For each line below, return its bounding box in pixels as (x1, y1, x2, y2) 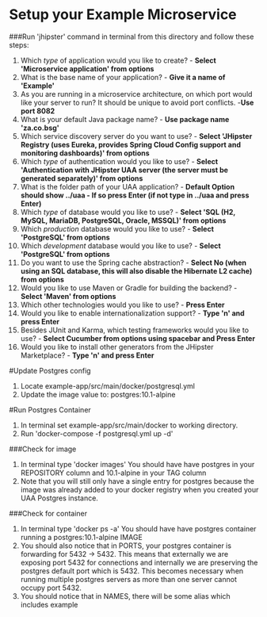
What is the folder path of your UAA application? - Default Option (20, 182, 235, 191)
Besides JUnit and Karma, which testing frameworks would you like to (20, 325, 249, 335)
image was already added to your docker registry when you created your (20, 485, 259, 494)
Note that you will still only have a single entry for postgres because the (20, 476, 254, 485)
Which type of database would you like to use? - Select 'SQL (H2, (20, 207, 236, 217)
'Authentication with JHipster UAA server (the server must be (20, 165, 229, 174)
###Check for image (9, 444, 77, 454)
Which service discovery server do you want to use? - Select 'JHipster (20, 131, 253, 140)
